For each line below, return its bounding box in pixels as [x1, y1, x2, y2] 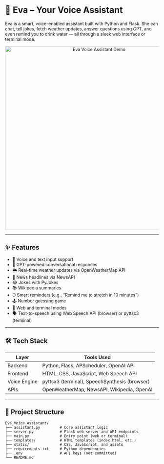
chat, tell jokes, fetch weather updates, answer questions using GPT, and [5, 26, 152, 31]
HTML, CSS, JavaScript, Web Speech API [42, 370, 137, 377]
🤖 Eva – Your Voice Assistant [5, 4, 123, 16]
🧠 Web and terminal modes [12, 305, 67, 310]
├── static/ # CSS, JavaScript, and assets [5, 442, 123, 447]
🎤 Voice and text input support [12, 256, 74, 262]
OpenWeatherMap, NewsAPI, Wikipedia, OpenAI [42, 386, 153, 393]
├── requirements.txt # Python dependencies [5, 446, 106, 452]
